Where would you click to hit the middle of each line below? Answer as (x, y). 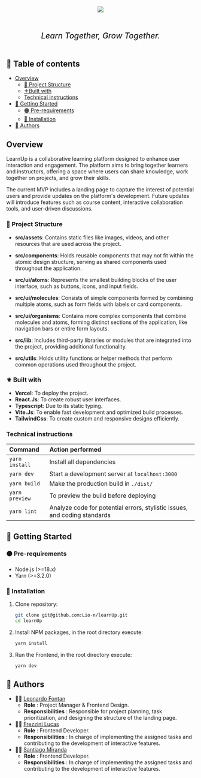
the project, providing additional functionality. (71, 346)
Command (25, 450)
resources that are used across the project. (68, 244)
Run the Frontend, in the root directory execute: (73, 654)
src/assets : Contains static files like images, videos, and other (92, 237)
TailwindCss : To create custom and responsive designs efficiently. (97, 418)
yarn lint (23, 511)
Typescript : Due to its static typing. (59, 405)
